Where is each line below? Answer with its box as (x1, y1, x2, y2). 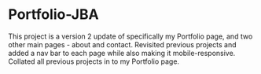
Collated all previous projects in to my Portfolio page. (8, 57, 179, 66)
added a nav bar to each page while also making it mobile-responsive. (8, 48, 236, 57)
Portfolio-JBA (8, 6, 100, 24)
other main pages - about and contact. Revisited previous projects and (8, 39, 237, 49)
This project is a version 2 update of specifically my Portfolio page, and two (8, 31, 253, 41)
